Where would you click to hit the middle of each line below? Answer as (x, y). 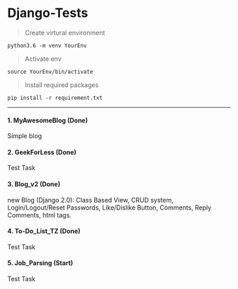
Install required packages (62, 85)
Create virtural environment (65, 33)
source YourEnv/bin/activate (50, 72)
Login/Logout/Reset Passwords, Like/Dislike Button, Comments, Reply (109, 208)
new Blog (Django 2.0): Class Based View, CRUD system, (90, 200)
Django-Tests (48, 13)
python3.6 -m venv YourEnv (47, 45)
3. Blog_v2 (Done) (34, 184)
